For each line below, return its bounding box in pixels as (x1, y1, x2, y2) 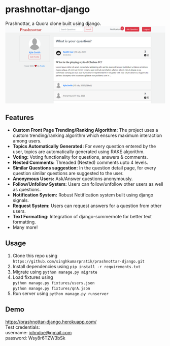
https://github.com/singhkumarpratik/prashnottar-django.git (12, 258, 145, 264)
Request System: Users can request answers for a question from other (12, 203, 162, 209)
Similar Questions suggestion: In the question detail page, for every (12, 164, 156, 171)
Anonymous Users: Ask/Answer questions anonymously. (12, 176, 133, 182)
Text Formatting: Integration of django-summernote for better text (12, 213, 152, 219)
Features (5, 113, 34, 122)
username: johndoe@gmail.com (5, 329, 72, 335)
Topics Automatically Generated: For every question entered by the (12, 143, 156, 149)
